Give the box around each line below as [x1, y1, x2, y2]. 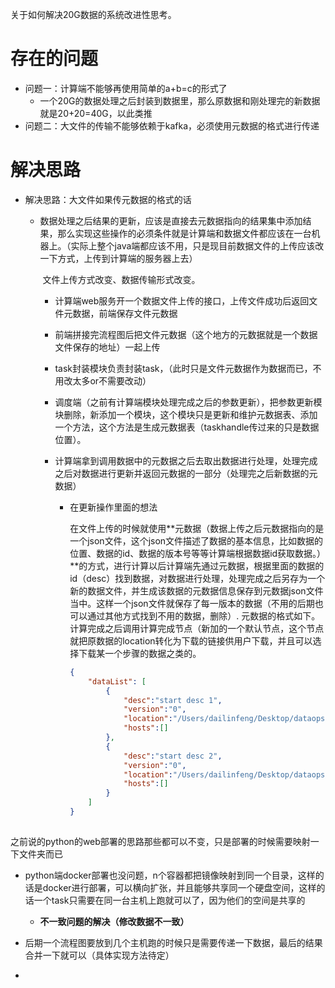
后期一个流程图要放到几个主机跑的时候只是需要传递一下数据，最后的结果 [24, 937, 323, 949]
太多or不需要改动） [72, 374, 152, 387]
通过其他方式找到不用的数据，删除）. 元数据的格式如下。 [87, 609, 321, 622]
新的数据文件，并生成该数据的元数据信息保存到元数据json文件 [69, 584, 324, 597]
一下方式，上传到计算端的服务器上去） [39, 252, 198, 264]
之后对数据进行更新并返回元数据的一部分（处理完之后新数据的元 [54, 467, 318, 479]
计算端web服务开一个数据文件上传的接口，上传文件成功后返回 [54, 294, 310, 307]
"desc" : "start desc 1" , [123, 695, 223, 705]
